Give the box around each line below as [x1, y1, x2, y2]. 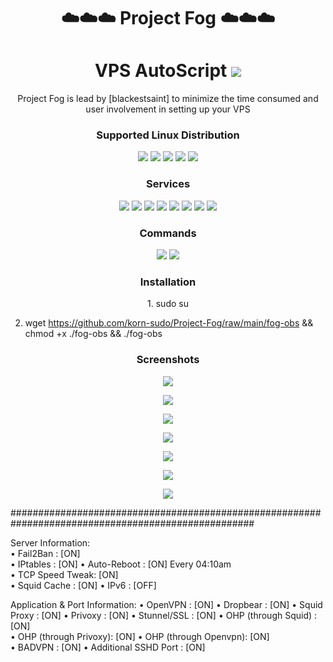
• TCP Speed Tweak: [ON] [10, 568, 119, 580]
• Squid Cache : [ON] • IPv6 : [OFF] [10, 579, 157, 591]
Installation [139, 275, 197, 289]
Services [145, 177, 191, 191]
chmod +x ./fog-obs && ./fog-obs [24, 328, 163, 340]
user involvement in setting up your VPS [85, 103, 251, 115]
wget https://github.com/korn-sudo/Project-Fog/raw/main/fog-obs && [24, 317, 314, 329]
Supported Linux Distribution [96, 128, 240, 142]
